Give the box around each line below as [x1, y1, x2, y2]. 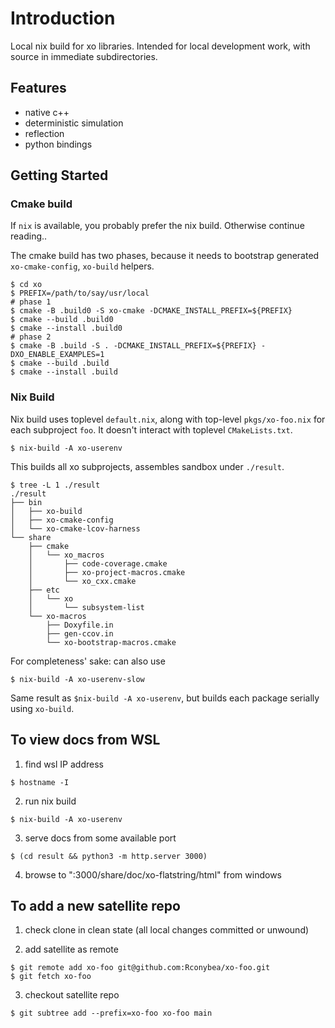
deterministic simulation [24, 117, 124, 129]
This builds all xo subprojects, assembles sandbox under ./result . [10, 460, 285, 472]
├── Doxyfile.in [46, 620, 114, 630]
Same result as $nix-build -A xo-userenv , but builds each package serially [10, 692, 320, 704]
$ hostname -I [10, 777, 70, 787]
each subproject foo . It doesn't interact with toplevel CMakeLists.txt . [10, 423, 293, 436]
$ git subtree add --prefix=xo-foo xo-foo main [10, 1008, 213, 1019]
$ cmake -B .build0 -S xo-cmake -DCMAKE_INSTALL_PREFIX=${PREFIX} [10, 306, 293, 316]
